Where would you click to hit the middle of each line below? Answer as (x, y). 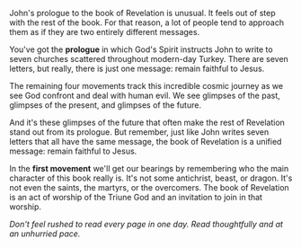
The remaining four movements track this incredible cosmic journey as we (146, 86)
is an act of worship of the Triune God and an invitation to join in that (136, 197)
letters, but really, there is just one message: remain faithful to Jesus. (137, 68)
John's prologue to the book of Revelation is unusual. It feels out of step (142, 13)
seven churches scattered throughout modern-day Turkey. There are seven (149, 59)
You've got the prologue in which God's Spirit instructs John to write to (141, 49)
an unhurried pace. (45, 234)
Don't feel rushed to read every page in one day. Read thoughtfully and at (146, 224)
